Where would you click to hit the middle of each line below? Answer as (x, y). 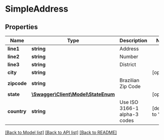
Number (129, 57)
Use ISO (129, 102)
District (128, 64)
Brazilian (129, 80)
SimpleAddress (37, 9)
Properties (21, 27)
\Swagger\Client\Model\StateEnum (73, 94)
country (17, 111)
